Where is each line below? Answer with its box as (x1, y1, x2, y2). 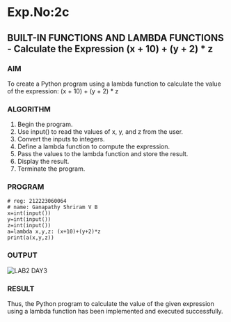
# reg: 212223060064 (7, 198, 67, 205)
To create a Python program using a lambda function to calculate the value (7, 79, 221, 88)
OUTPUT (7, 250, 38, 260)
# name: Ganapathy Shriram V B (7, 204, 98, 211)
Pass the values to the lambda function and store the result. (17, 150, 189, 158)
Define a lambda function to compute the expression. (17, 142, 170, 151)
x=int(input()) (7, 210, 51, 217)
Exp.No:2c (7, 4, 70, 20)
